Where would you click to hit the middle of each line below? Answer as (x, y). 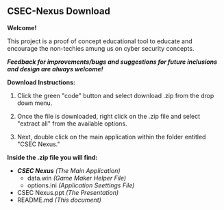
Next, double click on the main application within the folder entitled (111, 137)
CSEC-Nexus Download (59, 11)
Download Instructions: (41, 82)
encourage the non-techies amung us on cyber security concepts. (101, 48)
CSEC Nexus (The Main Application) (69, 170)
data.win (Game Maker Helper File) (77, 178)
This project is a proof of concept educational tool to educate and (100, 41)
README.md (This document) (59, 200)
